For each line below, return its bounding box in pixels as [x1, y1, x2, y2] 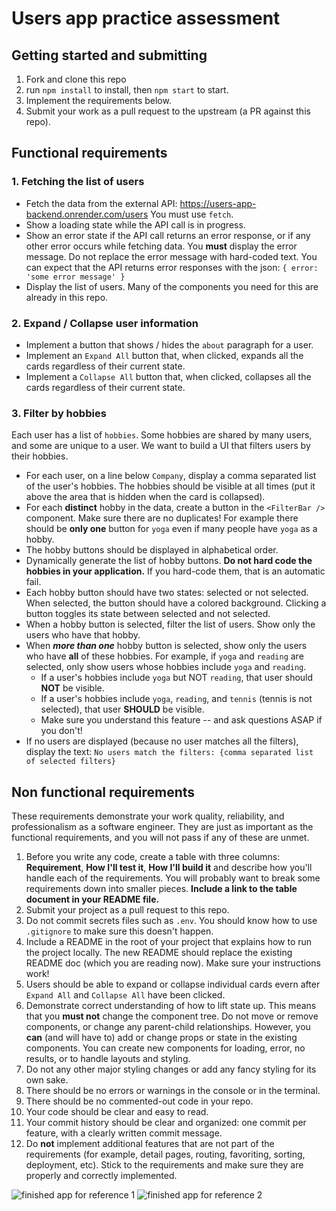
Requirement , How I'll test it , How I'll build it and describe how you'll [25, 862, 313, 874]
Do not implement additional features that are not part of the [25, 1138, 275, 1150]
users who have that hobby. [25, 629, 141, 641]
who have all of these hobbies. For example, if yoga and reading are [25, 650, 304, 662]
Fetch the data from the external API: [25, 197, 178, 209]
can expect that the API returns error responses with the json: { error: [25, 261, 319, 273]
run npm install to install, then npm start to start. [25, 84, 229, 96]
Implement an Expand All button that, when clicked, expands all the [25, 349, 304, 361]
